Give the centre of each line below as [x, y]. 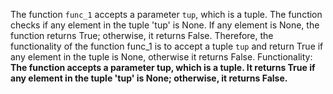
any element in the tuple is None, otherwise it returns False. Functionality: [161, 57]
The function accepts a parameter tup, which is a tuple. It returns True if [163, 67]
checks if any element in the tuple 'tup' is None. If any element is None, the [165, 25]
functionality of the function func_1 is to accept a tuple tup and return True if [167, 46]
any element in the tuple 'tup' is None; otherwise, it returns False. [149, 78]
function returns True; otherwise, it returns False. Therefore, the [142, 35]
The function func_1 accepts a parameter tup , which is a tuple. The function [166, 14]
